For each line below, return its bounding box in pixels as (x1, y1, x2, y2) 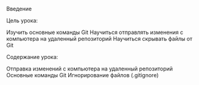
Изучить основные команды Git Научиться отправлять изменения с (6, 29, 184, 36)
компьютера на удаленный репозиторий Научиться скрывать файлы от (6, 35, 193, 42)
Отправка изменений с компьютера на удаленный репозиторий (6, 65, 173, 72)
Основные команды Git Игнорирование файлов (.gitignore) (6, 72, 159, 78)
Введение (6, 5, 32, 12)
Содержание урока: (6, 53, 58, 60)
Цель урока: (6, 17, 38, 24)
